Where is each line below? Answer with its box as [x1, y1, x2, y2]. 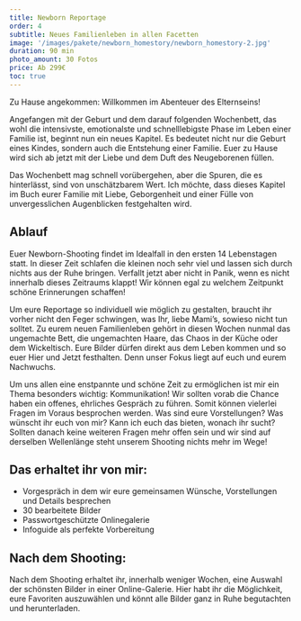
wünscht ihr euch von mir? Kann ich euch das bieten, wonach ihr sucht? [9, 417, 276, 427]
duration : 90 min [9, 47, 75, 56]
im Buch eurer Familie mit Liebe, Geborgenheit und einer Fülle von [9, 188, 254, 199]
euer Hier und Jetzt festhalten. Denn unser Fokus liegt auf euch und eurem [9, 352, 287, 363]
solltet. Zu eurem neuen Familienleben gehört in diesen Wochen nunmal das [9, 323, 291, 334]
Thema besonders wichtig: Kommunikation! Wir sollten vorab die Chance [9, 388, 279, 399]
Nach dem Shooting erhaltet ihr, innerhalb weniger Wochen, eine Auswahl [9, 574, 283, 585]
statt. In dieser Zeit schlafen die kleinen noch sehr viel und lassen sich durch [9, 257, 293, 268]
